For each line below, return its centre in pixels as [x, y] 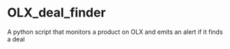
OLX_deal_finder [56, 13]
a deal [16, 39]
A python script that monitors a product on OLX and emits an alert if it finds [115, 32]
